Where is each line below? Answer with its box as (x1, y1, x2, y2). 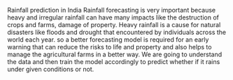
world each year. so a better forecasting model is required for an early (7, 35, 209, 44)
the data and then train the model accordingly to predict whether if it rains (7, 58, 220, 65)
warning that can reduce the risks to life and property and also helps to (7, 43, 212, 51)
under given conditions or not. (7, 65, 94, 73)
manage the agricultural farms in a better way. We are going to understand (7, 50, 223, 58)
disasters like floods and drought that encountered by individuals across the (7, 28, 227, 36)
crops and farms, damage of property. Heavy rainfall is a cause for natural (7, 21, 221, 29)
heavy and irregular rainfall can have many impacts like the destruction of (7, 13, 219, 22)
